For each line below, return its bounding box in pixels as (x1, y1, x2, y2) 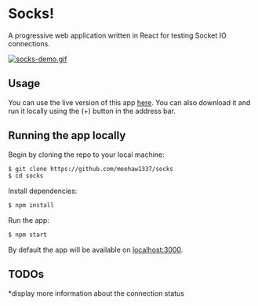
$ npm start (8, 231, 47, 239)
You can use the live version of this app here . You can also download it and (8, 97, 251, 107)
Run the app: (8, 216, 49, 225)
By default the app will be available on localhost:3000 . (8, 245, 184, 255)
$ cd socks (8, 172, 44, 180)
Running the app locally (8, 129, 126, 142)
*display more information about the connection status (8, 288, 185, 298)
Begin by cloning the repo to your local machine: (8, 150, 165, 159)
